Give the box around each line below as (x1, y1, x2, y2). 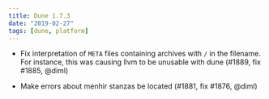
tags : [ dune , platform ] (8, 27, 89, 35)
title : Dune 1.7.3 (8, 11, 70, 20)
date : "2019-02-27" (8, 19, 75, 27)
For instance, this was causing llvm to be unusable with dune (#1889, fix (19, 57, 262, 67)
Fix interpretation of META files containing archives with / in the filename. (19, 49, 261, 59)
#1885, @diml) (19, 66, 69, 76)
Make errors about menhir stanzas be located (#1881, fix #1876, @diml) (19, 81, 258, 91)
